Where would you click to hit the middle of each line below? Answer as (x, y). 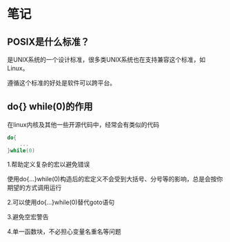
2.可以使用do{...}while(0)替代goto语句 (61, 202)
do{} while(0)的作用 (50, 107)
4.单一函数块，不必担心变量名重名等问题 (64, 232)
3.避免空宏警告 (28, 217)
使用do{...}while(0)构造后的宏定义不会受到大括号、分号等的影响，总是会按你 (115, 179)
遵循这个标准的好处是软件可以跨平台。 (61, 83)
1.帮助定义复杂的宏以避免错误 (49, 164)
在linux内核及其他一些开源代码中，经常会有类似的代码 (83, 124)
